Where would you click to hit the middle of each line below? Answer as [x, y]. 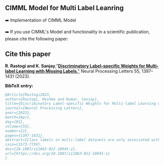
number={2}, [17, 131]
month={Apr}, [18, 117]
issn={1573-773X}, [24, 144]
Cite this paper [28, 54]
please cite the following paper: [37, 39]
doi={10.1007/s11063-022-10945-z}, [41, 149]
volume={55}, [18, 126]
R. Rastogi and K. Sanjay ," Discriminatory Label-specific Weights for [75, 66]
